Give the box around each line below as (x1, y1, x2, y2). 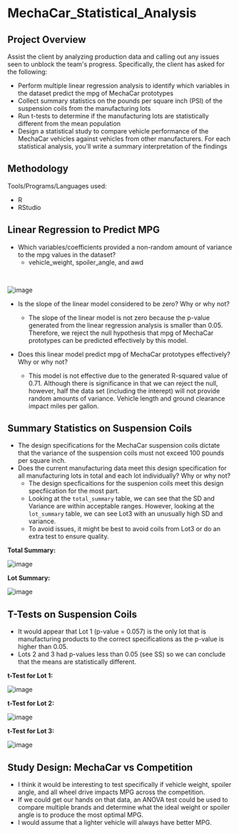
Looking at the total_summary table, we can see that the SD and (28, 494, 215, 503)
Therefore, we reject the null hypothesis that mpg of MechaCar (28, 328, 214, 337)
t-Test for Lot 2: (7, 699, 55, 708)
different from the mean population (17, 119, 121, 128)
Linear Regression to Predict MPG (7, 223, 161, 236)
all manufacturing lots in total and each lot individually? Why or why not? (17, 471, 230, 480)
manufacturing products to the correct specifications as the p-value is (17, 635, 225, 643)
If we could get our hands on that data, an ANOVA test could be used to (17, 795, 228, 804)
